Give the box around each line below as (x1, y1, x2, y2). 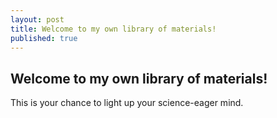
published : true (10, 33, 78, 43)
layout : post (10, 14, 65, 25)
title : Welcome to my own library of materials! (10, 24, 217, 34)
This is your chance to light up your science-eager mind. (10, 97, 244, 109)
